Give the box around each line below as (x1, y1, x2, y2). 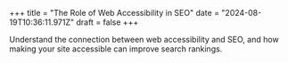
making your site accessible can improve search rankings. (9, 43, 223, 54)
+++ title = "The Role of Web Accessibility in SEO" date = (9, 8, 220, 18)
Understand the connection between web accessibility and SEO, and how (9, 35, 279, 44)
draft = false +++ (75, 17, 139, 28)
